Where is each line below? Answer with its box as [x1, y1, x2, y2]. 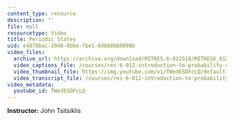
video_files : [7, 49, 45, 56]
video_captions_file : [13, 62, 77, 69]
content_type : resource [7, 10, 77, 17]
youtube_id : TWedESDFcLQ [13, 87, 86, 94]
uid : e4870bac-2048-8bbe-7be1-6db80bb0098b [7, 42, 136, 49]
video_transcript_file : [13, 74, 82, 82]
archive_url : [13, 55, 52, 62]
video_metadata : [7, 81, 54, 88]
